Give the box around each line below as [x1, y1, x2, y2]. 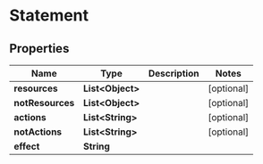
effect [13, 140, 40, 152]
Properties [9, 41, 70, 56]
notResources [13, 97, 75, 109]
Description [148, 68, 199, 79]
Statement [9, 5, 89, 26]
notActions [13, 126, 63, 138]
